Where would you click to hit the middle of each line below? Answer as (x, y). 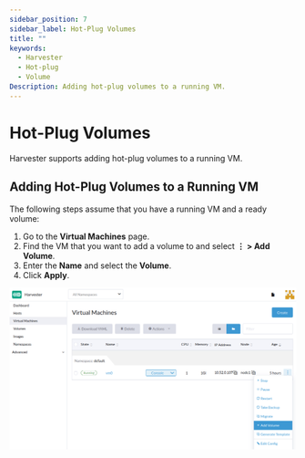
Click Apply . (46, 275)
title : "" (28, 38)
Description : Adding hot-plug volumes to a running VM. (117, 87)
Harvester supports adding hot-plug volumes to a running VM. (126, 158)
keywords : (28, 48)
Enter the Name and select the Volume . (97, 265)
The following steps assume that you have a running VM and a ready (138, 209)
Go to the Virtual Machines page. (86, 236)
